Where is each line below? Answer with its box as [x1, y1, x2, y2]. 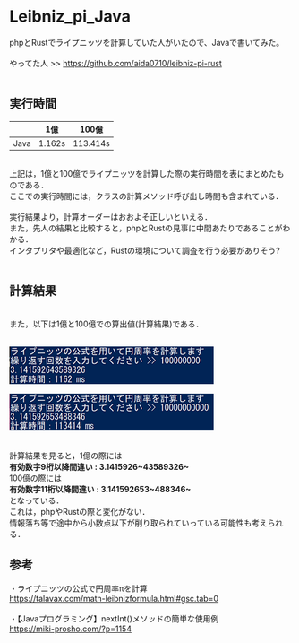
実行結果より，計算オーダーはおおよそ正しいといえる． [9, 212, 213, 222]
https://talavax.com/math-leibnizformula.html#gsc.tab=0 [9, 593, 219, 604]
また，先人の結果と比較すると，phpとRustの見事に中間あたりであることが [9, 222, 283, 233]
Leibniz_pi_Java [9, 6, 132, 27]
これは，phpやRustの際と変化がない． [9, 506, 150, 517]
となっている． [9, 495, 64, 506]
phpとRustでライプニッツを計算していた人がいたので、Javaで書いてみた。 [9, 37, 285, 48]
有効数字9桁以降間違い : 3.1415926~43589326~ [9, 461, 190, 472]
